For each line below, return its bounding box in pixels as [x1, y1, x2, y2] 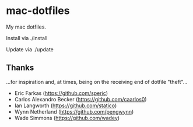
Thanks [6, 63, 34, 73]
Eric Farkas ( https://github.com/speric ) [14, 89, 108, 97]
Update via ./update [6, 45, 54, 53]
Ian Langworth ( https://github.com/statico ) [14, 102, 117, 109]
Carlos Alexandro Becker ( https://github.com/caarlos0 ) [14, 96, 147, 103]
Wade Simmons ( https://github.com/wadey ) [14, 114, 120, 121]
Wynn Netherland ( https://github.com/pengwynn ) [14, 108, 134, 115]
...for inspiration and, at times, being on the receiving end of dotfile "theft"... [6, 78, 188, 85]
